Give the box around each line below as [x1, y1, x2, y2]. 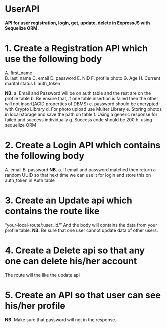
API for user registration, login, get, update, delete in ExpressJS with [5, 20, 150, 26]
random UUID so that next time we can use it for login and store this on [5, 172, 151, 178]
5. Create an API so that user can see [5, 289, 161, 301]
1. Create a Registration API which [5, 43, 148, 54]
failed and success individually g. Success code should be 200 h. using [5, 116, 152, 123]
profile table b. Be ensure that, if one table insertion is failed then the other [5, 95, 158, 101]
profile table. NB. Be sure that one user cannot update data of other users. [5, 227, 158, 233]
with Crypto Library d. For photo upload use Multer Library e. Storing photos [5, 106, 162, 112]
